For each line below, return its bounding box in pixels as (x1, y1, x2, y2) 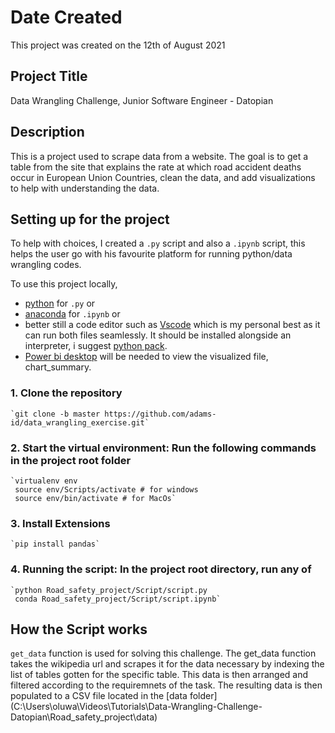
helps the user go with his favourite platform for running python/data (10, 248, 293, 260)
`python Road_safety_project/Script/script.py (10, 585, 208, 595)
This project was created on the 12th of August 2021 (10, 39, 226, 51)
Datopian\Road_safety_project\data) (10, 711, 158, 723)
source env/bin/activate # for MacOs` (14, 493, 177, 503)
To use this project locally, (10, 278, 118, 290)
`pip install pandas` (10, 539, 101, 550)
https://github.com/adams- (104, 409, 217, 419)
